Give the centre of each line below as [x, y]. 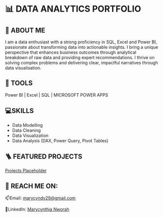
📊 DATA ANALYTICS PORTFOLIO [73, 9]
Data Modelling [27, 125]
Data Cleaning [26, 130]
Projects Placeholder [26, 171]
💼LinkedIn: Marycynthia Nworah [37, 209]
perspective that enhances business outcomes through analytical [71, 52]
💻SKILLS [20, 111]
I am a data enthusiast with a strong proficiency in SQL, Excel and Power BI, [81, 42]
